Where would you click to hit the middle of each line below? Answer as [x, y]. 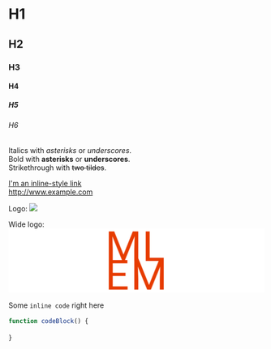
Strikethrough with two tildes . [58, 168]
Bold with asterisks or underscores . [69, 159]
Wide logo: [26, 224]
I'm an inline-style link [45, 183]
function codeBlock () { [49, 321]
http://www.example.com [51, 192]
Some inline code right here [56, 305]
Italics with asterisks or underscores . [70, 150]
